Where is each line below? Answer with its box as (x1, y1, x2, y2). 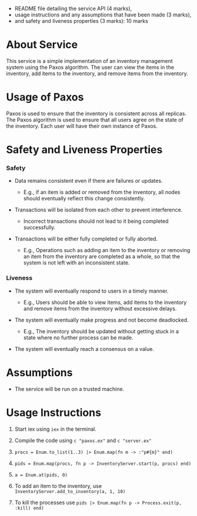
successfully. (23, 224, 56, 231)
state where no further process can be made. (23, 334, 133, 341)
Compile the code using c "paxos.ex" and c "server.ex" (14, 437, 152, 444)
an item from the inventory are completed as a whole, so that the (23, 253, 181, 260)
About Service (6, 38, 78, 52)
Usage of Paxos (6, 91, 84, 104)
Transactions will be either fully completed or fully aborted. (14, 235, 158, 243)
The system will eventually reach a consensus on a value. (14, 345, 155, 352)
